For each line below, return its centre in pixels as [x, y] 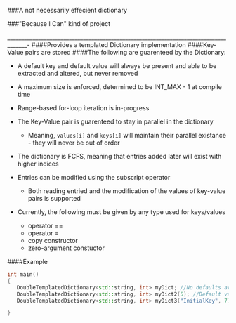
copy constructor [53, 240]
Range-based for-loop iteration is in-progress [83, 108]
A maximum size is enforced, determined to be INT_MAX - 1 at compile [120, 87]
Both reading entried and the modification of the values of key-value [127, 191]
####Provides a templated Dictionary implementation [109, 45]
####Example [27, 262]
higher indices [38, 164]
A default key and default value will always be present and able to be [117, 66]
